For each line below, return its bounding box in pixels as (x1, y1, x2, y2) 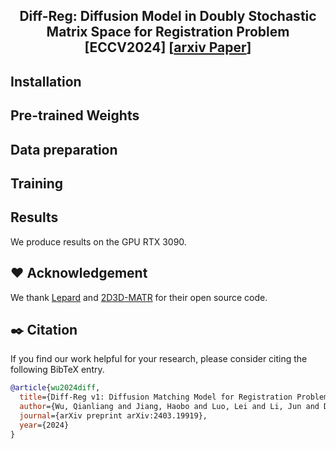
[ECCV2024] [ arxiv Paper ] (84, 39, 252, 56)
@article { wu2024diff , (10, 383, 101, 393)
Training (10, 175, 64, 192)
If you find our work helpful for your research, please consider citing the (10, 353, 308, 365)
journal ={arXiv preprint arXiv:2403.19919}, (19, 411, 208, 421)
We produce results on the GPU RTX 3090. (10, 235, 187, 248)
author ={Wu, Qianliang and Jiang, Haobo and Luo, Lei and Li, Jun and (19, 402, 320, 412)
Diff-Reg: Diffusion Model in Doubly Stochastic (19, 8, 317, 25)
